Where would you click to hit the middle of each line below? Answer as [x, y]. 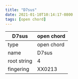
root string [20, 61]
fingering [18, 69]
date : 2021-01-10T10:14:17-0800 [39, 15]
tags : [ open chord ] [26, 19]
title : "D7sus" [21, 10]
